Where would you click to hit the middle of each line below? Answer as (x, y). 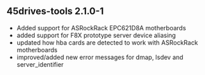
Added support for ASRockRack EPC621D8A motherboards (101, 28)
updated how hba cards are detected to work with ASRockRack (107, 42)
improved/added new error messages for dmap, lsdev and (100, 57)
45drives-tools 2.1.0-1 (55, 11)
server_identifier (40, 64)
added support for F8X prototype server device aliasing (96, 35)
